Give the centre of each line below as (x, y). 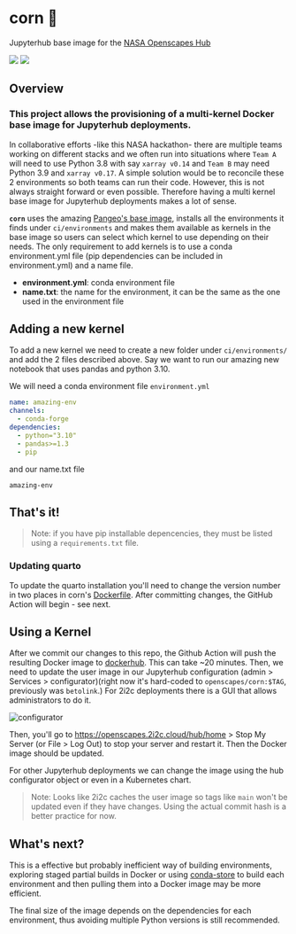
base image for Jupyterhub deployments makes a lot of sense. (123, 201)
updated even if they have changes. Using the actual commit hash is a (159, 806)
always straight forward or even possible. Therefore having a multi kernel (142, 191)
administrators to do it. (50, 700)
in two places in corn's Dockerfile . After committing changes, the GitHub (141, 595)
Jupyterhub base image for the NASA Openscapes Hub (110, 43)
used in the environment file (73, 301)
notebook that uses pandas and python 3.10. (90, 369)
